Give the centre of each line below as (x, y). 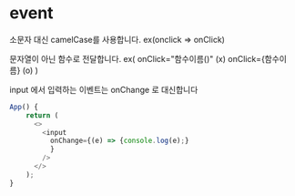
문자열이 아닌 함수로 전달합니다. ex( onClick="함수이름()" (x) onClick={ (137, 58)
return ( (42, 115)
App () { (24, 107)
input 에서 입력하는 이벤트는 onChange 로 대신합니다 (104, 89)
